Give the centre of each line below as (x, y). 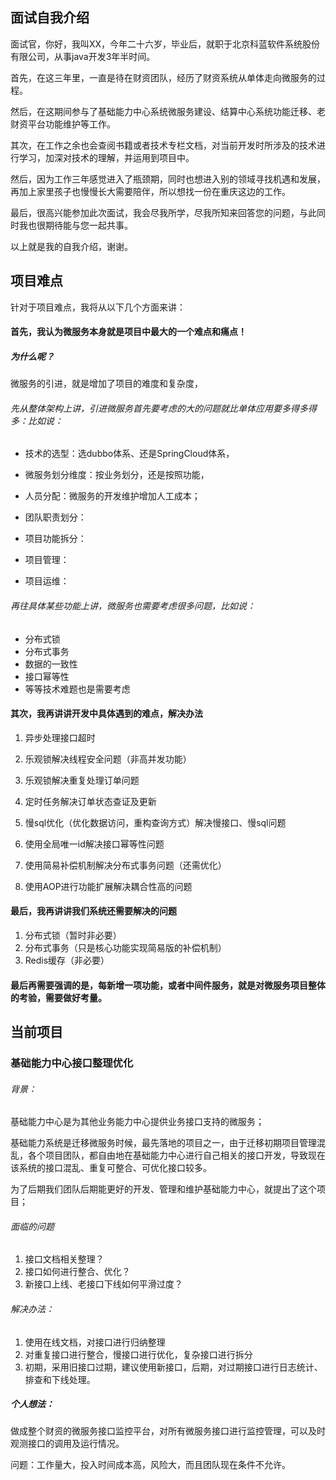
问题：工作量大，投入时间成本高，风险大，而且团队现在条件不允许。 (150, 1465)
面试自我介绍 (50, 18)
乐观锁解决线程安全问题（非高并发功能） (108, 759)
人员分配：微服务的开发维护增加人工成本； (112, 496)
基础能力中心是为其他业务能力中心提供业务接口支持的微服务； (137, 1122)
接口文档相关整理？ (64, 1259)
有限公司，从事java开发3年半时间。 (83, 56)
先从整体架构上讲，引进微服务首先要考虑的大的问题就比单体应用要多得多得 (163, 408)
